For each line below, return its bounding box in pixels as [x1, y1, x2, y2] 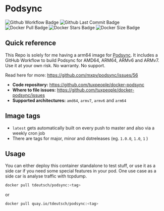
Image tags [5, 112, 41, 120]
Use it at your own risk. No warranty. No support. [5, 62, 106, 68]
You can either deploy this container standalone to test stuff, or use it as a [5, 163, 156, 169]
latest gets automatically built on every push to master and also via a [12, 125, 155, 131]
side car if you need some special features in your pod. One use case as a [5, 168, 157, 174]
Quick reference [5, 39, 56, 47]
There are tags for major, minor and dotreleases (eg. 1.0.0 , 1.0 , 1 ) [12, 135, 148, 141]
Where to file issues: [12, 87, 56, 93]
